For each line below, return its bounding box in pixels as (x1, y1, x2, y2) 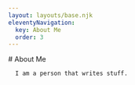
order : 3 (15, 33, 44, 41)
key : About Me (15, 26, 61, 34)
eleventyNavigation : (8, 19, 76, 27)
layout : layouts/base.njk (8, 11, 93, 19)
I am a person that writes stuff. (15, 69, 128, 78)
